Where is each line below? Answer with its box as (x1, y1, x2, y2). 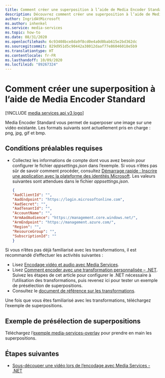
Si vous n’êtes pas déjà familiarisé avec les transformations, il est (5, 247, 137, 253)
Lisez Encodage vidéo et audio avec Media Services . (12, 262, 119, 268)
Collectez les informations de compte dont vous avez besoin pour (12, 157, 146, 163)
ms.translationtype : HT (5, 48, 54, 53)
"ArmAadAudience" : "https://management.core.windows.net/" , (12, 215, 138, 220)
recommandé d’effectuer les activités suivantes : (5, 252, 104, 258)
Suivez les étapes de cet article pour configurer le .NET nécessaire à (12, 272, 151, 278)
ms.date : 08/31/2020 (5, 35, 48, 40)
